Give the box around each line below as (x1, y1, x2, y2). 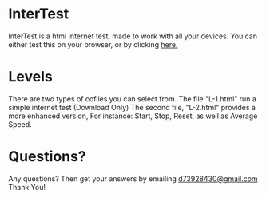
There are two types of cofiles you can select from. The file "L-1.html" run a (8, 93, 257, 104)
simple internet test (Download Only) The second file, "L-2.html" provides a (8, 102, 256, 112)
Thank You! (8, 182, 46, 192)
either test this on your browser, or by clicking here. (8, 39, 178, 49)
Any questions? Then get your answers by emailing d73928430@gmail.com (8, 173, 258, 184)
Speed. (8, 119, 32, 129)
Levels (8, 68, 54, 86)
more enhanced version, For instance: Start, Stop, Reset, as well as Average (8, 111, 258, 121)
